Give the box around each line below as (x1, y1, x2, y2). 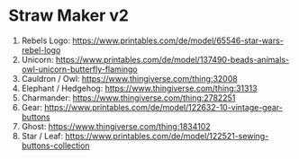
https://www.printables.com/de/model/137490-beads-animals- (56, 54, 290, 65)
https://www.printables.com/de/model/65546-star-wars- (72, 35, 285, 46)
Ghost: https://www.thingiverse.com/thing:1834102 (21, 120, 211, 131)
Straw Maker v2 (8, 5, 130, 26)
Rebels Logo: (21, 35, 71, 46)
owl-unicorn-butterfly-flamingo (21, 64, 139, 75)
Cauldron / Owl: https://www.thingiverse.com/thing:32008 (21, 73, 238, 84)
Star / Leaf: (21, 130, 64, 141)
